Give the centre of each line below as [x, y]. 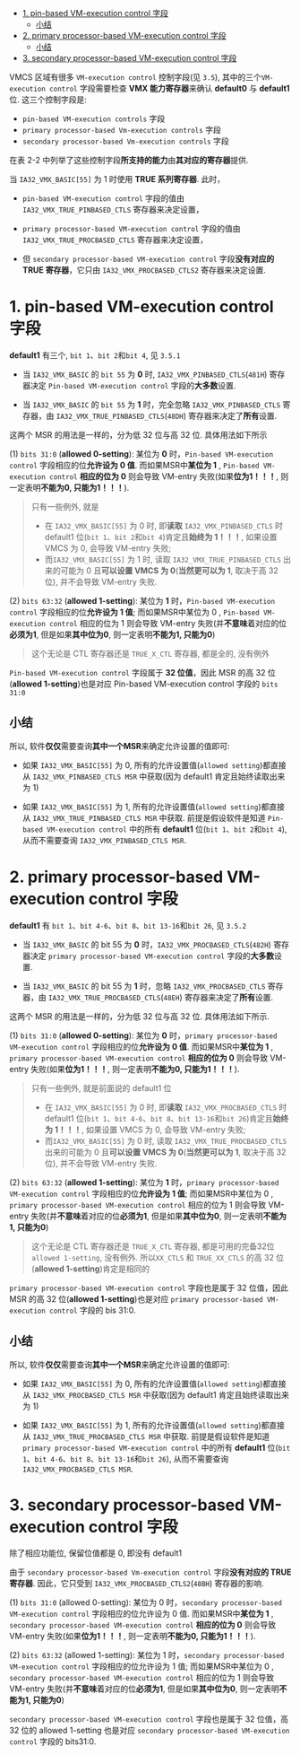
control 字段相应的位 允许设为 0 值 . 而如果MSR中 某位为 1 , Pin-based [134, 465]
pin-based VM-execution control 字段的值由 [103, 198]
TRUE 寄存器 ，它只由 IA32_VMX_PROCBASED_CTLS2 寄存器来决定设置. [144, 270]
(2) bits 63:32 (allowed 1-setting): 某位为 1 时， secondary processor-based [147, 1655]
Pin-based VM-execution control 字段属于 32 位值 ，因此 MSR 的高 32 [137, 672]
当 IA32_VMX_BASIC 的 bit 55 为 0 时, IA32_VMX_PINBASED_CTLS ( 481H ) [145, 374]
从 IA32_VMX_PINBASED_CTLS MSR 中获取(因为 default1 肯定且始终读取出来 [154, 776]
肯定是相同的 [126, 1269]
